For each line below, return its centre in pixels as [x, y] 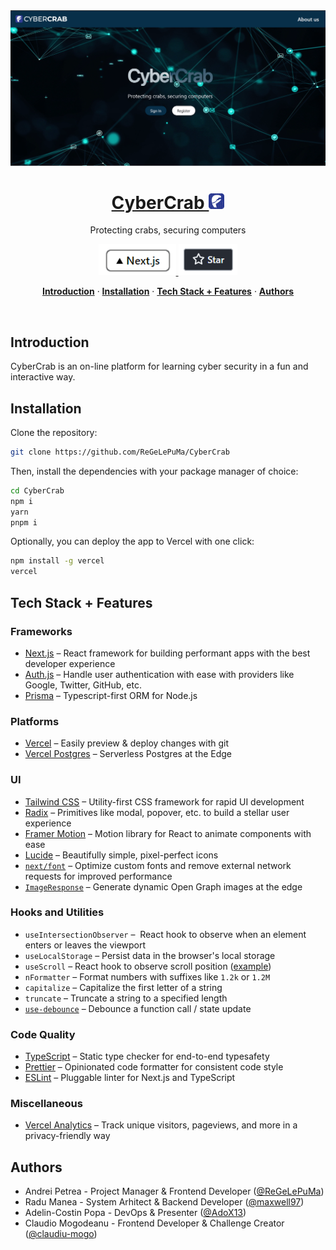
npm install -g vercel [57, 561]
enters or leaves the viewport [85, 945]
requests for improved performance [98, 876]
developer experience [70, 663]
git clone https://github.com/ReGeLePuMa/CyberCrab [120, 452]
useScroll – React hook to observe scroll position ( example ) [148, 966]
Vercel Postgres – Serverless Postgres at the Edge [128, 754]
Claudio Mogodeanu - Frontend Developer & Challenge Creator [154, 1223]
